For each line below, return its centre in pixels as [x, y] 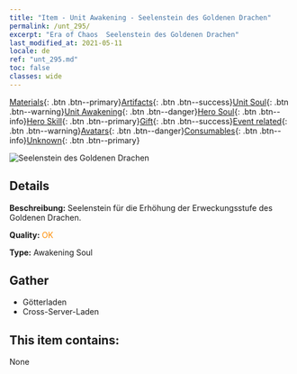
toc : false [30, 68]
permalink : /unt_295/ [50, 26]
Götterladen [45, 302]
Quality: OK [31, 234]
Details [29, 186]
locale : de [30, 51]
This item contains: [64, 340]
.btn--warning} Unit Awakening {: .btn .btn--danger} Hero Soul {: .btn [133, 111]
